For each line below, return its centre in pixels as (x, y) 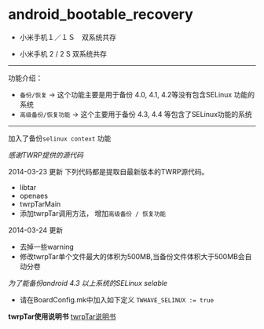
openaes (34, 196)
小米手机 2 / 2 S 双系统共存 (63, 53)
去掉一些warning (47, 247)
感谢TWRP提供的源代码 (46, 155)
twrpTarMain (40, 204)
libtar (28, 187)
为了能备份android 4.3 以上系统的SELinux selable (88, 283)
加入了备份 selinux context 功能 (60, 138)
